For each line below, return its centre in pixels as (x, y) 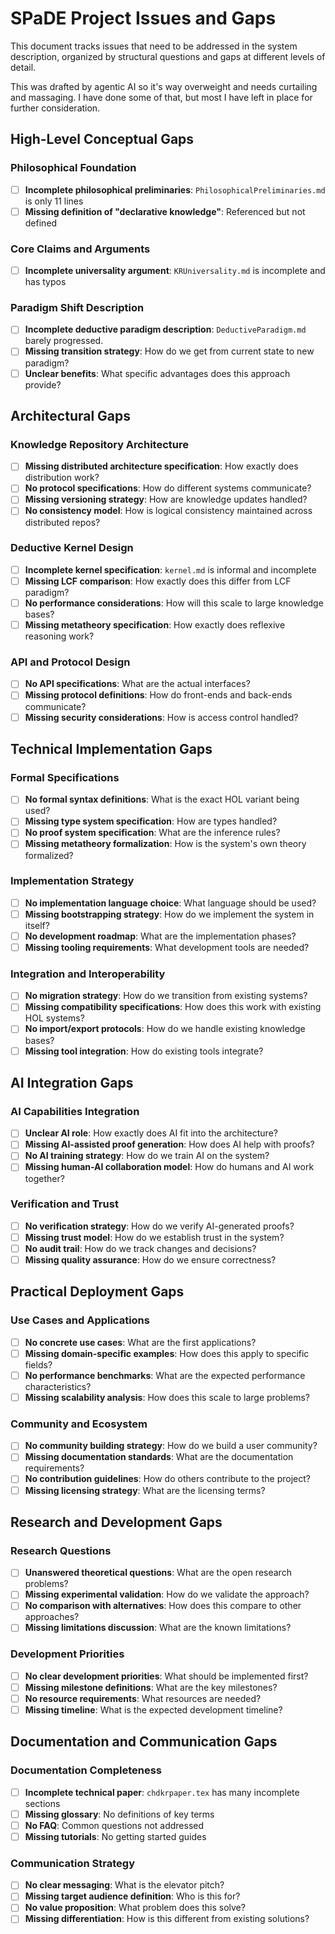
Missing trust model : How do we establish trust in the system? (154, 1237)
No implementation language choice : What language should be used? (170, 903)
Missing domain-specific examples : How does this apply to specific (167, 1353)
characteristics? (58, 1386)
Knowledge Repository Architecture (99, 444)
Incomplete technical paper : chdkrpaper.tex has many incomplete (162, 1792)
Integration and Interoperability (88, 974)
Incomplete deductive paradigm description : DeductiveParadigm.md (165, 329)
